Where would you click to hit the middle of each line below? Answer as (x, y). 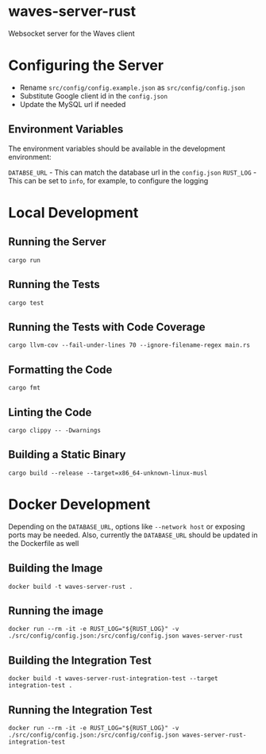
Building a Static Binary (67, 455)
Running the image (56, 611)
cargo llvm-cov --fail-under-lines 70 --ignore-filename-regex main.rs (129, 345)
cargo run (25, 260)
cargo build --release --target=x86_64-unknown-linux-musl (108, 473)
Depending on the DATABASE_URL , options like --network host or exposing (127, 526)
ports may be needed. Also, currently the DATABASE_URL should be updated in (133, 535)
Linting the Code (50, 412)
